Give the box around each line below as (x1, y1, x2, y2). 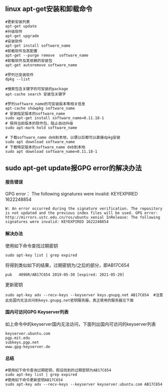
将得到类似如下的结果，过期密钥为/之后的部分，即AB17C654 (5, 262, 129, 268)
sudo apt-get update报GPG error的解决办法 (5, 164, 142, 172)
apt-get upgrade (5, 33, 39, 39)
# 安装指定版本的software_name (5, 111, 65, 116)
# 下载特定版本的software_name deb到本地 (5, 144, 85, 149)
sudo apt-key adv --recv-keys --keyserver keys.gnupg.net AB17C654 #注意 (5, 292, 163, 297)
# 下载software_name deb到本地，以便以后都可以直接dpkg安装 (5, 135, 120, 140)
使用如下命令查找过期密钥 (5, 243, 58, 249)
